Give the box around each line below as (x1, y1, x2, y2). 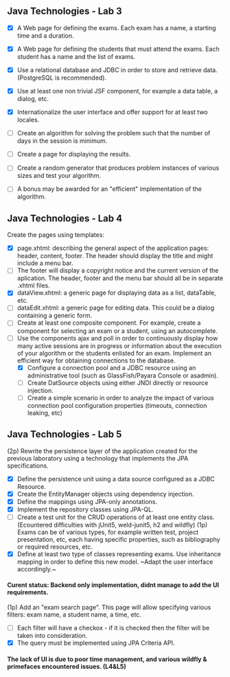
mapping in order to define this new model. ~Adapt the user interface (16, 558, 214, 566)
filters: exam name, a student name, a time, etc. (7, 610, 142, 619)
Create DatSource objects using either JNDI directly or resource (27, 378, 209, 387)
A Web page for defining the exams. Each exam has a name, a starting (16, 23, 216, 32)
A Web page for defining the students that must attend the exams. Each (16, 45, 220, 53)
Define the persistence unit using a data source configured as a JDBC (16, 474, 215, 483)
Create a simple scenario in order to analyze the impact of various (27, 393, 214, 402)
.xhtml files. (16, 282, 50, 290)
